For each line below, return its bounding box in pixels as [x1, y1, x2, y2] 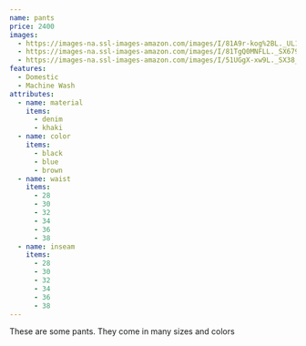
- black [33, 148, 64, 158]
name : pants [9, 13, 55, 23]
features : [9, 65, 47, 74]
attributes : [9, 89, 55, 98]
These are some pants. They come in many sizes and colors [9, 326, 235, 337]
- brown [33, 166, 64, 175]
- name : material [17, 97, 84, 107]
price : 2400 [9, 22, 55, 31]
